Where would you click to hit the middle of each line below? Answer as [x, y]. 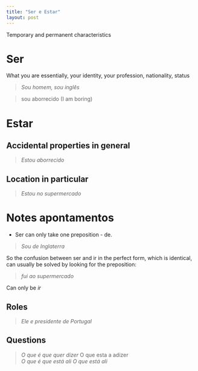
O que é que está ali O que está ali [64, 361]
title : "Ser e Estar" [34, 12]
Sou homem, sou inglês [50, 87]
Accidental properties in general [68, 146]
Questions [26, 341]
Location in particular [47, 179]
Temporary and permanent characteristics [59, 34]
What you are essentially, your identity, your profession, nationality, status [98, 75]
